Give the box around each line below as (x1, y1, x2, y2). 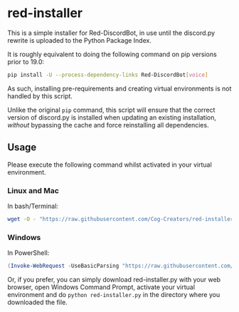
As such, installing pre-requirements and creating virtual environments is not (7, 84, 232, 93)
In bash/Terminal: (7, 202, 59, 210)
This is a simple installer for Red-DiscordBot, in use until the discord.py (7, 28, 216, 37)
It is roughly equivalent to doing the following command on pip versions (7, 50, 217, 58)
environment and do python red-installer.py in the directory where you (7, 290, 221, 298)
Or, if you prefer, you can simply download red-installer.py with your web (7, 275, 221, 284)
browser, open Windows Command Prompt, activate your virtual (7, 283, 196, 291)
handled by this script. (7, 91, 73, 100)
